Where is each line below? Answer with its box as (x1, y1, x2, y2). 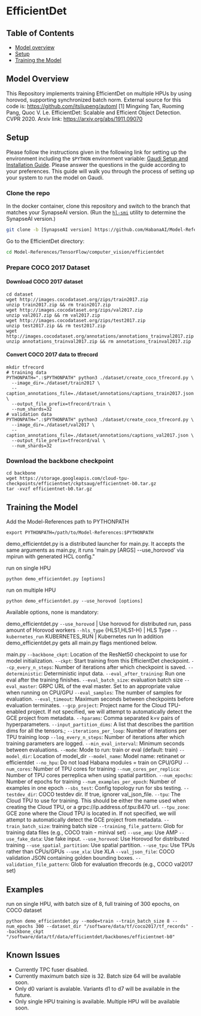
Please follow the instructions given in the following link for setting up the (6, 148, 187, 156)
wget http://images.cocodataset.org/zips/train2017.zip (6, 296, 148, 303)
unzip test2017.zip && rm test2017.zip (6, 323, 106, 328)
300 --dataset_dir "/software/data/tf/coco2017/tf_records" (35, 923, 188, 929)
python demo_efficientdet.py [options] (6, 576, 106, 582)
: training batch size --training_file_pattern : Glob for (48, 823, 184, 830)
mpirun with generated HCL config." (6, 553, 95, 560)
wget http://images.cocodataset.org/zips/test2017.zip (6, 317, 146, 324)
